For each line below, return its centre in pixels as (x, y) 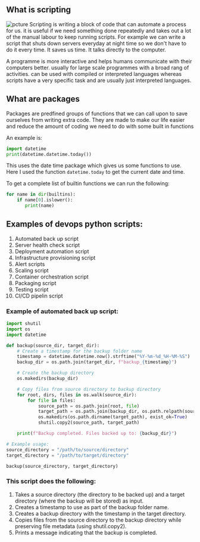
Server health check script (47, 245)
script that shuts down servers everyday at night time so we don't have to (96, 43)
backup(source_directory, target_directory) (62, 466)
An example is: (24, 137)
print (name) (40, 206)
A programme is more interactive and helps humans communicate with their (99, 61)
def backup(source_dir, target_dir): (53, 345)
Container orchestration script (52, 277)
